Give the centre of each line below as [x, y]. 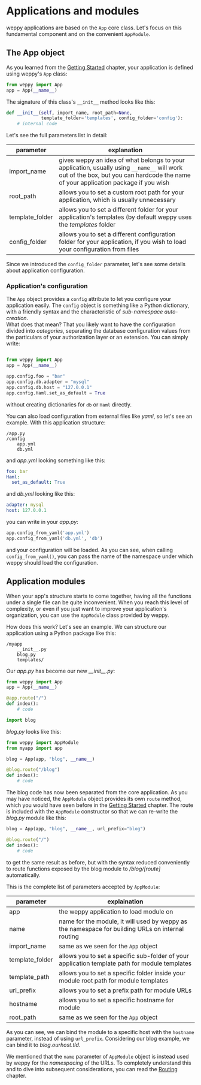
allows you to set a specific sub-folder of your [124, 956]
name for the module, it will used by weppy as [123, 921]
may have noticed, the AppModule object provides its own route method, [94, 799]
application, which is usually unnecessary [117, 200]
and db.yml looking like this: [41, 494]
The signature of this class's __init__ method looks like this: [81, 102]
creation [16, 318]
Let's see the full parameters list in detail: [57, 135]
